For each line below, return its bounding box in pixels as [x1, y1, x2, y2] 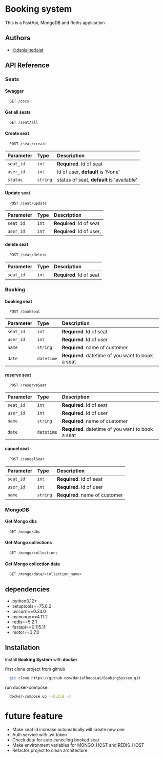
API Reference [5, 61, 50, 70]
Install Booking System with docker [5, 656, 78, 662]
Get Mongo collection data [5, 561, 60, 567]
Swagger [5, 88, 24, 94]
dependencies [5, 585, 50, 593]
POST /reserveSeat [9, 383, 47, 388]
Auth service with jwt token [12, 732, 67, 738]
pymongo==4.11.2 [12, 613, 48, 619]
